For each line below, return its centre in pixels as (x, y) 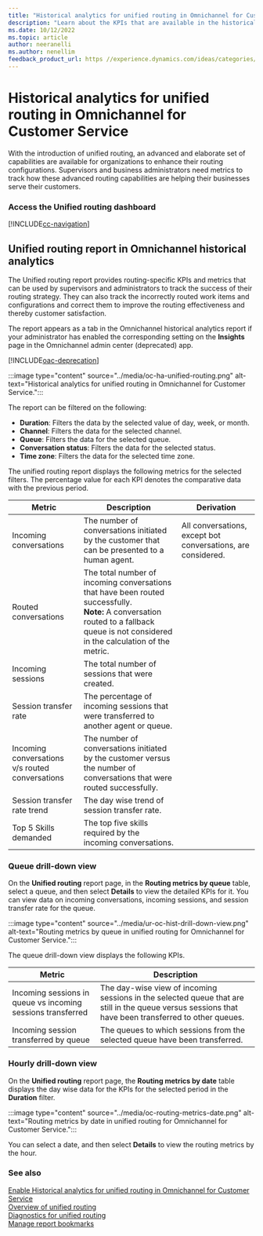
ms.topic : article (38, 37)
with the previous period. (48, 488)
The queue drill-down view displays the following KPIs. (97, 956)
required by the (112, 832)
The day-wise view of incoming (159, 988)
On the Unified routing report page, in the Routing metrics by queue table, (129, 883)
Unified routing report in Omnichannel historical (127, 249)
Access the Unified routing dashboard (82, 207)
